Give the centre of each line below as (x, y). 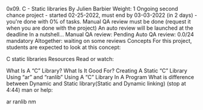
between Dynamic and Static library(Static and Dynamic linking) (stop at (96, 83)
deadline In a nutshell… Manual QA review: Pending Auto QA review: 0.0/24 (100, 34)
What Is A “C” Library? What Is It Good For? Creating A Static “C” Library (97, 71)
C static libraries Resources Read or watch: (60, 59)
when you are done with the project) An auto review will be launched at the (100, 28)
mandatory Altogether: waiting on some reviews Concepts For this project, (99, 41)
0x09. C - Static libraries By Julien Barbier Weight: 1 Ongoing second (92, 9)
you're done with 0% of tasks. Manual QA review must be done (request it (98, 21)
